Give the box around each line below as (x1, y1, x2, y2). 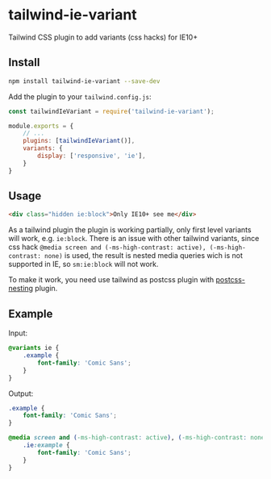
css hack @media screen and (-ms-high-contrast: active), (8, 242, 206, 252)
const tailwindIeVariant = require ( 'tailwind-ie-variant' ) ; (8, 107, 215, 115)
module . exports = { (8, 122, 74, 130)
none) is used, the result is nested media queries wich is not (44, 251, 244, 260)
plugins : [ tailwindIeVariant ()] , (23, 137, 135, 145)
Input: (8, 328, 28, 338)
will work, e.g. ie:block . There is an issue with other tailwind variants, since (8, 234, 260, 244)
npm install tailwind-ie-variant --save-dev (8, 77, 161, 85)
